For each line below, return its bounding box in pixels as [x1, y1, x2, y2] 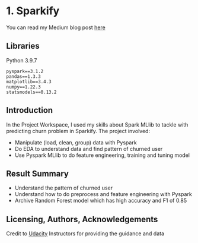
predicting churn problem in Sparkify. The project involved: [6, 127, 150, 134]
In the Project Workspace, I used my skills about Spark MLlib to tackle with [6, 121, 189, 128]
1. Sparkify [6, 4, 60, 18]
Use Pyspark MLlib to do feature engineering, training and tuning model [14, 152, 190, 159]
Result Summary [6, 168, 69, 179]
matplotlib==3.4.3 [6, 78, 52, 84]
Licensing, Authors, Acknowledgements [6, 214, 158, 224]
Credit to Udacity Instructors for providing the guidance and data [6, 230, 165, 237]
